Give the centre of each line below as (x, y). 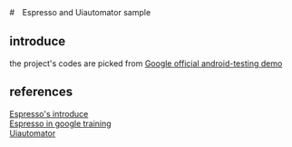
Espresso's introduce (49, 113)
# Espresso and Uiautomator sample (80, 12)
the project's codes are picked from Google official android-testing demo (146, 63)
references (41, 92)
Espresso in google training (60, 123)
